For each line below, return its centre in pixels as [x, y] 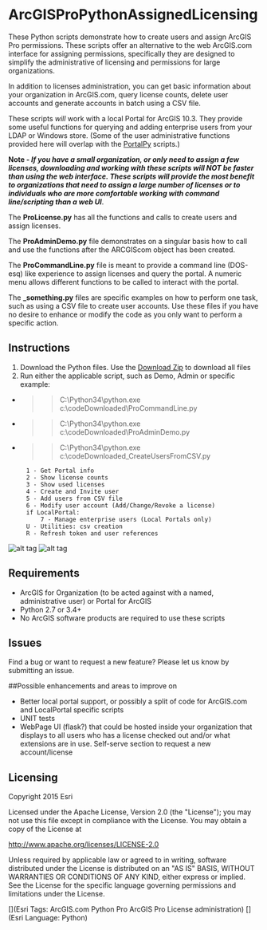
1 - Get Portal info [60, 471]
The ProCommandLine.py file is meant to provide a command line [117, 265]
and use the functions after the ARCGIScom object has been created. [122, 250]
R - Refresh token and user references [92, 533]
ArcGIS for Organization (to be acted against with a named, [117, 593]
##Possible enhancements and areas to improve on [93, 686]
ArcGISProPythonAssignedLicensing [133, 15]
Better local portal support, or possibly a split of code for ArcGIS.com [133, 701]
